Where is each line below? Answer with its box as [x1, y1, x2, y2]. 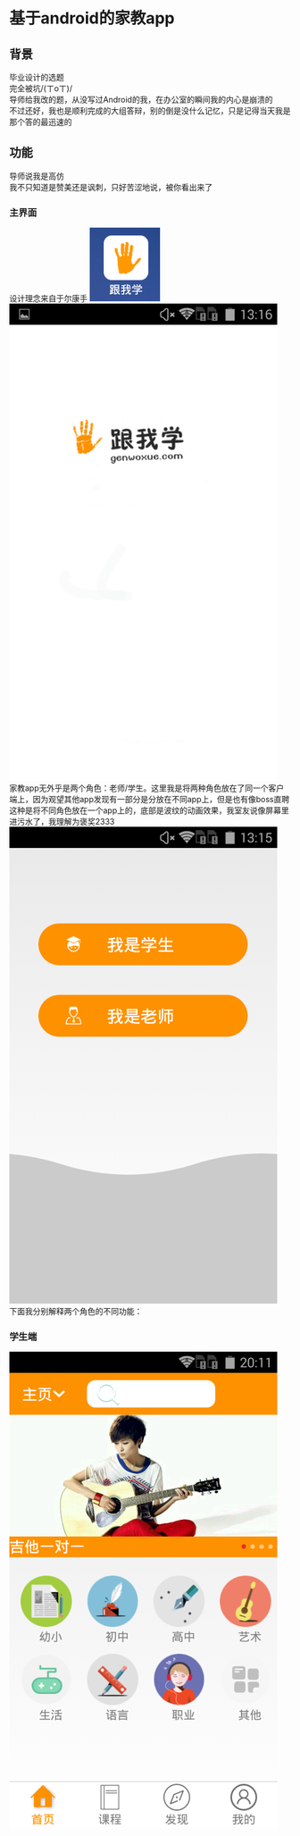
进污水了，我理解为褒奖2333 [9, 817, 115, 827]
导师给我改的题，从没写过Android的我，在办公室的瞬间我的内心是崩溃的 [9, 95, 273, 105]
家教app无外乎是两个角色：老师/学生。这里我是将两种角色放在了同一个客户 [9, 783, 285, 793]
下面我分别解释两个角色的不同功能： [9, 1306, 143, 1317]
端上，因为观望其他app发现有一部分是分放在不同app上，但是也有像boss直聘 [9, 794, 290, 805]
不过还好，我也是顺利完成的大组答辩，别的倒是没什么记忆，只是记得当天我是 [9, 105, 291, 116]
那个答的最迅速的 [9, 117, 72, 127]
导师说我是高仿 [9, 171, 64, 181]
